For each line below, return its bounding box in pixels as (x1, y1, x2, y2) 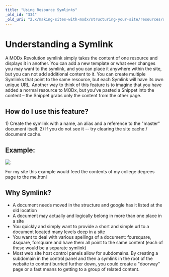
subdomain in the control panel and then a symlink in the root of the (12, 255, 153, 261)
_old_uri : (5, 17, 26, 22)
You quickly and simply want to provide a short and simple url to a (12, 223, 149, 229)
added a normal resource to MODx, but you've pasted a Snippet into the (5, 87, 154, 93)
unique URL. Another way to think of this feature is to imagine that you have (5, 82, 162, 88)
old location (12, 207, 37, 213)
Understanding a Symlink (5, 38, 113, 50)
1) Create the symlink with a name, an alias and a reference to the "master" (5, 120, 160, 126)
